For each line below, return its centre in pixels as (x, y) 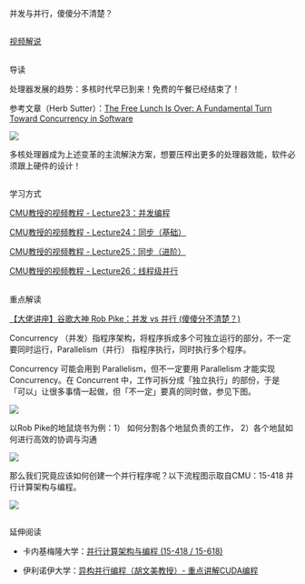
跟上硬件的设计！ (49, 166)
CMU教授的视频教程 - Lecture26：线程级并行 (94, 271)
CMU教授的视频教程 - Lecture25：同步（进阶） (98, 252)
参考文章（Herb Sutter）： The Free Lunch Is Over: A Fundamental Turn (141, 108)
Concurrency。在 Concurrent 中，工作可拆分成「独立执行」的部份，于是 (145, 379)
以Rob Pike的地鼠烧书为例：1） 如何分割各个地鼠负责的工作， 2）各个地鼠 (148, 428)
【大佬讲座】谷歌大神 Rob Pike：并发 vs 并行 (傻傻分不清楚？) (125, 318)
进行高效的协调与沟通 (57, 438)
